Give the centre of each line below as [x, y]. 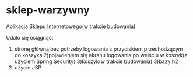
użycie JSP [28, 67]
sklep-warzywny [48, 10]
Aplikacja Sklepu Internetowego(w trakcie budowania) [71, 26]
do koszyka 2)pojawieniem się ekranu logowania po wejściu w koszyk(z [101, 55]
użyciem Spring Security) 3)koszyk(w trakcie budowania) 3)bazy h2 [96, 61]
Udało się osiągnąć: [30, 37]
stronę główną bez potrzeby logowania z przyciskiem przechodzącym [99, 49]
